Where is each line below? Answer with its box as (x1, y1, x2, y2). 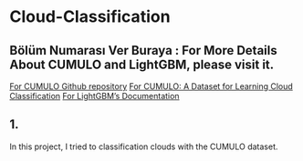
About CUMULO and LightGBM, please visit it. (9, 56, 275, 72)
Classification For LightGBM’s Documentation (9, 91, 180, 101)
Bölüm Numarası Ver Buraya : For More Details (9, 43, 277, 58)
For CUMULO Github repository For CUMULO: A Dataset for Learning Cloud (9, 81, 294, 92)
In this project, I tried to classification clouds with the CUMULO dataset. (9, 141, 278, 152)
